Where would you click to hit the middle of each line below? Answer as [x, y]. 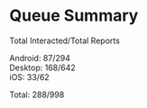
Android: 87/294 [40, 58]
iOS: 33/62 [29, 76]
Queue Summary [74, 16]
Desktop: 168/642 [43, 67]
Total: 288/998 [37, 94]
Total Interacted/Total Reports [64, 40]
